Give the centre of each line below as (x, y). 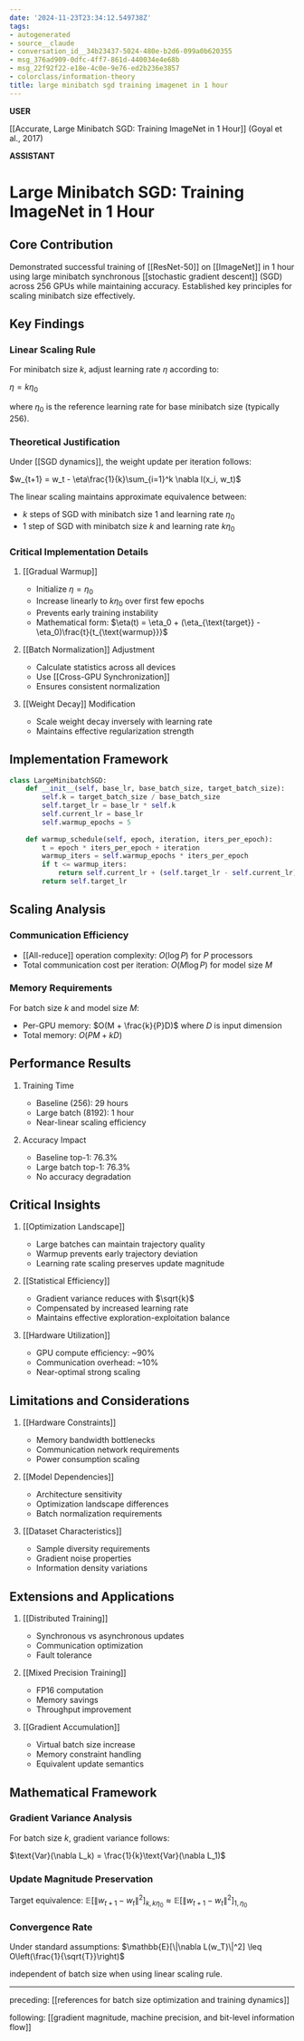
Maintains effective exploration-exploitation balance (133, 1318)
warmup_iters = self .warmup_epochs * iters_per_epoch (145, 856)
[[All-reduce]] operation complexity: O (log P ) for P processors (138, 955)
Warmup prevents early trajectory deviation (117, 1254)
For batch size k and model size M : (75, 1007)
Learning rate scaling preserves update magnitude (130, 1264)
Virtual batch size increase (85, 1745)
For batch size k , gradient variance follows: (90, 1838)
